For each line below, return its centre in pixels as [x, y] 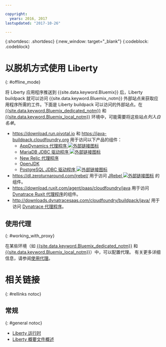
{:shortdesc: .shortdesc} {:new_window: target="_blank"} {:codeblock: [77, 41]
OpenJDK [29, 164]
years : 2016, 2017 [29, 18]
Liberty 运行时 [26, 333]
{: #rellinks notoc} [23, 294]
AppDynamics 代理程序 [43, 146]
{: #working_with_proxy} [30, 236]
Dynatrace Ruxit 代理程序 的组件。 [46, 194]
